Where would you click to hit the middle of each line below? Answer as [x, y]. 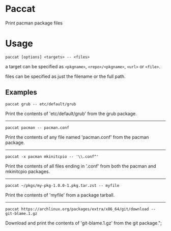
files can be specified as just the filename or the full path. [65, 76]
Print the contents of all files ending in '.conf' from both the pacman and [81, 166]
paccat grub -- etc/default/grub [41, 104]
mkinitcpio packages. [28, 171]
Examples [21, 92]
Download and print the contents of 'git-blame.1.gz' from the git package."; [83, 223]
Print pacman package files [34, 23]
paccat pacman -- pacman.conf [37, 128]
